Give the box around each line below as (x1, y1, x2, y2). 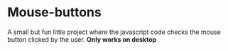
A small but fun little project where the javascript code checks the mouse (7, 28, 222, 36)
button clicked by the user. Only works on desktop (7, 35, 157, 43)
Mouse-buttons (7, 4, 102, 21)
